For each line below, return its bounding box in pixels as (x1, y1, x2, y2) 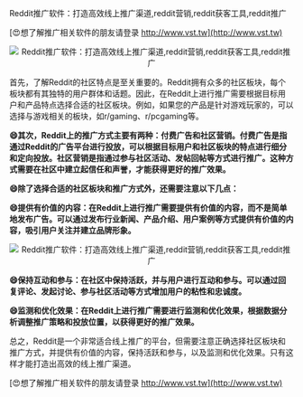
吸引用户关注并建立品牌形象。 (24, 225, 136, 235)
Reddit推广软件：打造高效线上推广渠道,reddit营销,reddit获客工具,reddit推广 (9, 8, 287, 18)
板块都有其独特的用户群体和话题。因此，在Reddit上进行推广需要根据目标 (9, 89, 279, 99)
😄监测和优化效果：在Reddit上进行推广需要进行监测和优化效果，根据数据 (9, 306, 280, 316)
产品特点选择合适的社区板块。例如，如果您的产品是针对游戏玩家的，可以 (24, 99, 294, 110)
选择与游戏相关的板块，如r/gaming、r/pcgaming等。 (9, 111, 205, 121)
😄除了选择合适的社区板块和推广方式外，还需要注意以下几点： (9, 184, 239, 194)
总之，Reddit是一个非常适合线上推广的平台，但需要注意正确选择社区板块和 (9, 336, 287, 346)
